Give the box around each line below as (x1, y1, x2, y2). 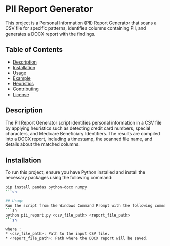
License (12, 91, 29, 97)
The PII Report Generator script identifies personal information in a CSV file (5, 119, 162, 126)
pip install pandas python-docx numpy (5, 184, 87, 190)
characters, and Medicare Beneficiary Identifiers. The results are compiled (5, 130, 160, 136)
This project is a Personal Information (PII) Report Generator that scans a (5, 20, 157, 26)
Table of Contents (5, 45, 63, 54)
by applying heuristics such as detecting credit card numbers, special (5, 125, 151, 131)
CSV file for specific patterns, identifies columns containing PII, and (5, 25, 146, 31)
